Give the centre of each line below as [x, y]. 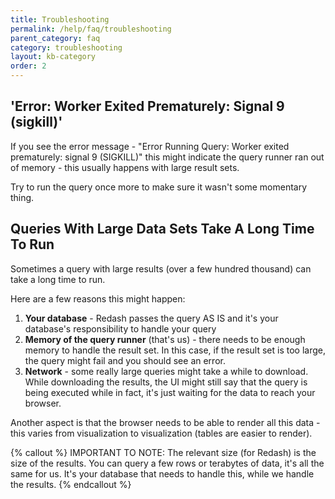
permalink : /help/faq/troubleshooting [91, 29]
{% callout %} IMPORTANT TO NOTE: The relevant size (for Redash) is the [163, 452]
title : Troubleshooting [60, 19]
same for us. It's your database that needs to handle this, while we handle [162, 473]
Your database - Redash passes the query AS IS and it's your [151, 318]
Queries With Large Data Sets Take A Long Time [162, 229]
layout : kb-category [53, 57]
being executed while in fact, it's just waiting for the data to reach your [170, 392]
